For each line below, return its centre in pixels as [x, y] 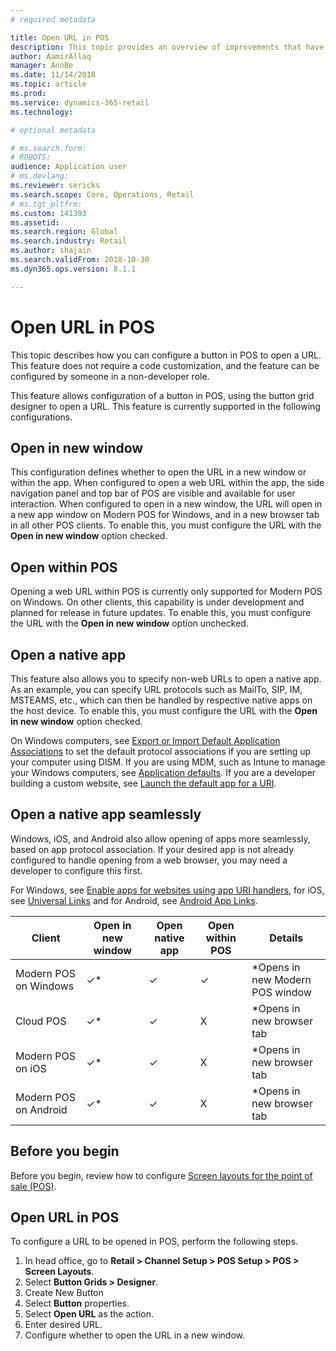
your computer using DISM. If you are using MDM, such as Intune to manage [168, 762]
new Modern [281, 979]
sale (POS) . [33, 1186]
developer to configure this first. [76, 870]
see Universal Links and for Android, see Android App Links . [134, 900]
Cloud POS [41, 1021]
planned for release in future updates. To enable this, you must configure [161, 613]
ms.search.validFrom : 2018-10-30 [80, 260]
